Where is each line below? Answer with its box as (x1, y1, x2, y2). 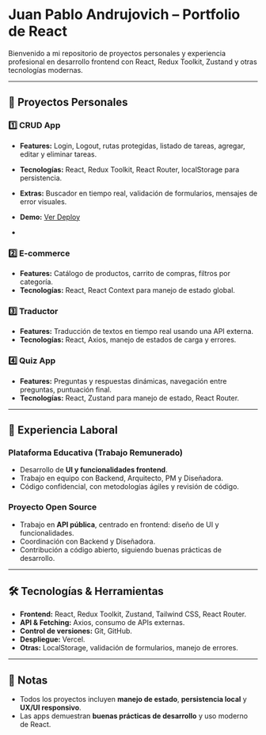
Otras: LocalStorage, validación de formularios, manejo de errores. (19, 643, 239, 653)
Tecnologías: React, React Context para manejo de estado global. (19, 285, 236, 294)
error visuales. (19, 196, 67, 206)
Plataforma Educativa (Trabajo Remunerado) (8, 447, 184, 458)
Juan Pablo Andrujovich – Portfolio (8, 6, 241, 24)
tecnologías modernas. (8, 65, 83, 74)
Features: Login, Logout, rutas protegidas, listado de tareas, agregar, (19, 141, 245, 150)
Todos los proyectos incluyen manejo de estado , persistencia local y (19, 695, 247, 704)
